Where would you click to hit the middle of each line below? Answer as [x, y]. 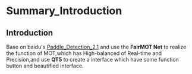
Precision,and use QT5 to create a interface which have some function [93, 59]
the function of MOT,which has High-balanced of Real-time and [84, 53]
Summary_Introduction [64, 11]
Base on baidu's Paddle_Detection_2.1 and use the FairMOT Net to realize [96, 47]
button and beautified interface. [45, 66]
